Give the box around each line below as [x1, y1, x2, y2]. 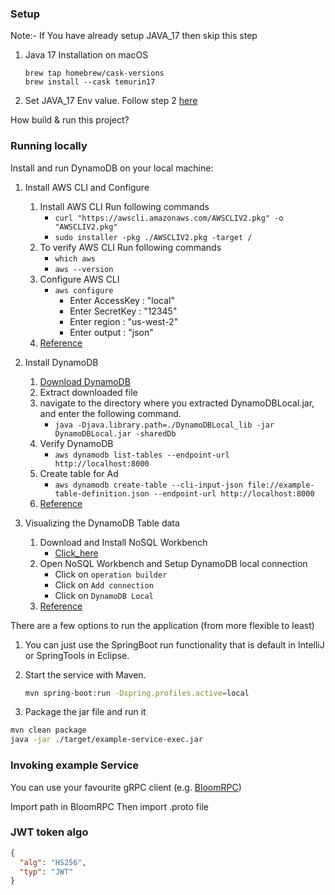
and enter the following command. [39, 407, 182, 419]
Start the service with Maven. [24, 668, 147, 681]
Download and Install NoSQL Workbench [39, 536, 208, 548]
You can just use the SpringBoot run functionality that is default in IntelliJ [24, 638, 325, 651]
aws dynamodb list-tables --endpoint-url [54, 450, 230, 460]
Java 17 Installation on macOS [24, 49, 149, 61]
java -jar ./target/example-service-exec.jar [10, 735, 203, 745]
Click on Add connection [54, 578, 154, 591]
